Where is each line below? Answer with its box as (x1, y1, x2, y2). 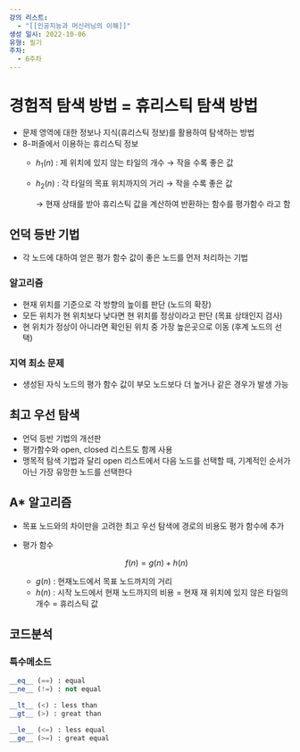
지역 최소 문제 (9, 356, 65, 369)
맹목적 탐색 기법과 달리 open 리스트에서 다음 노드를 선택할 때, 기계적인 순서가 (21, 455, 291, 465)
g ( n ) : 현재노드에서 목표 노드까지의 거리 (35, 575, 172, 586)
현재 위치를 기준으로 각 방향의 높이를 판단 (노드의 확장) (21, 298, 212, 309)
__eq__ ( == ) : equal (9, 676, 87, 686)
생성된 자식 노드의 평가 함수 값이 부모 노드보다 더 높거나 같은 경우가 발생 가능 (21, 379, 289, 389)
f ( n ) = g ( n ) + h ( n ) (124, 557, 189, 568)
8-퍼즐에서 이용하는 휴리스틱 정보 (21, 138, 139, 148)
